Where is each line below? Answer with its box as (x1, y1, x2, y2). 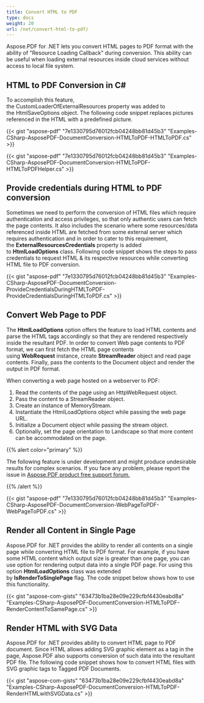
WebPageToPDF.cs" (6, 507, 57, 515)
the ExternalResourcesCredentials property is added (6, 241, 142, 248)
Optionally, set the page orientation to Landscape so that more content (15, 427, 194, 435)
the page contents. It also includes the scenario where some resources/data (6, 221, 199, 229)
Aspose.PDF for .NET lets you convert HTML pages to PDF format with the (6, 43, 194, 50)
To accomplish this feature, (6, 96, 75, 104)
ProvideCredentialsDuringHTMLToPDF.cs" (6, 292, 112, 300)
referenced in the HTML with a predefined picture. (6, 116, 133, 123)
